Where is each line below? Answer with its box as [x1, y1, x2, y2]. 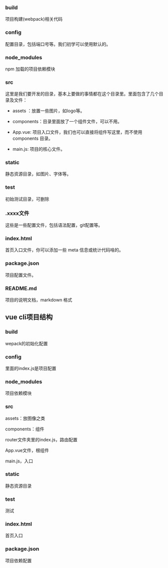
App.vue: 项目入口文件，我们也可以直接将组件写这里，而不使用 [12, 129, 142, 135]
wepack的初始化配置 [5, 340, 48, 346]
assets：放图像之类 [5, 415, 45, 421]
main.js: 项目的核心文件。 [12, 146, 65, 152]
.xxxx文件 [5, 210, 30, 217]
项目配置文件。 [5, 272, 36, 278]
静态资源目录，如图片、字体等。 [5, 171, 71, 177]
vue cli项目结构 [5, 313, 53, 322]
